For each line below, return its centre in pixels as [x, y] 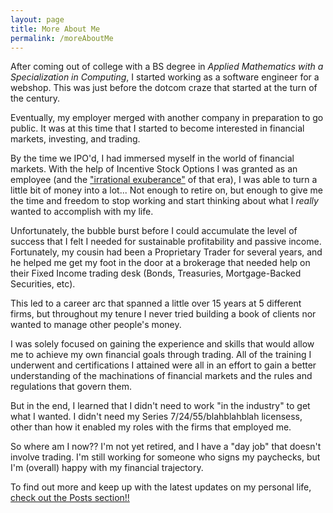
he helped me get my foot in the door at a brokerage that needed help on [160, 263]
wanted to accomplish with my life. [82, 212]
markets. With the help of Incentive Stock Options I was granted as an [154, 169]
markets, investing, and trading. [75, 139]
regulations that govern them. [71, 387]
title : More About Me [55, 29]
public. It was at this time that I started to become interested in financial [157, 128]
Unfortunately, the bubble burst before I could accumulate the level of [154, 231]
